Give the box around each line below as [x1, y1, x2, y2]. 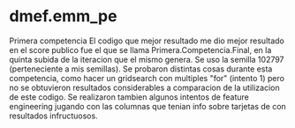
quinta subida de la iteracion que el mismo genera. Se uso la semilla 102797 [9, 54, 284, 64]
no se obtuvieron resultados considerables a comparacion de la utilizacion [9, 82, 280, 93]
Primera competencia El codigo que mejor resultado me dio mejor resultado [9, 35, 284, 46]
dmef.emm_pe [9, 6, 117, 26]
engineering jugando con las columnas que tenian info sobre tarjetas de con [9, 101, 287, 111]
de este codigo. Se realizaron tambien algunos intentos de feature [9, 91, 249, 102]
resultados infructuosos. [9, 110, 99, 121]
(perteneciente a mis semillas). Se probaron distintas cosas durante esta [9, 64, 273, 74]
